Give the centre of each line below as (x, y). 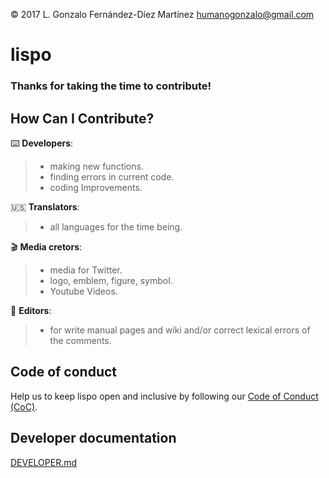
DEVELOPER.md (44, 462)
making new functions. (96, 166)
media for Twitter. (86, 270)
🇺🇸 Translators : (45, 206)
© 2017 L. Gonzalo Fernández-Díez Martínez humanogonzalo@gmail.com (162, 14)
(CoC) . (24, 406)
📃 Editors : (31, 310)
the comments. (80, 340)
